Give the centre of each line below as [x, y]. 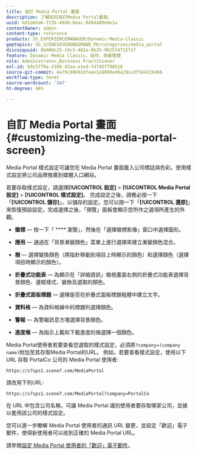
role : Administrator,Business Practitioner [61, 61]
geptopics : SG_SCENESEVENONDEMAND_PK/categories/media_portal [84, 45]
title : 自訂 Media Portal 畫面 [43, 12]
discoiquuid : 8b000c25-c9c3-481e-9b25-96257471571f [71, 50]
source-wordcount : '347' [37, 83]
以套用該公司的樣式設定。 [37, 413]
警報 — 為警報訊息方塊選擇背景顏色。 [60, 319]
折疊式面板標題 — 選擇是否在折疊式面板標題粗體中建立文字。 [89, 294]
